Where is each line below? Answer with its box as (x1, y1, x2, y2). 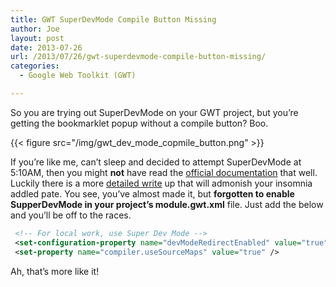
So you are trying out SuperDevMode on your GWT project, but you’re (10, 106, 299, 118)
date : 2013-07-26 (10, 42, 83, 53)
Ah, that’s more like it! (10, 265, 100, 277)
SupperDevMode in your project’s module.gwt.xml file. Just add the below (10, 198, 324, 210)
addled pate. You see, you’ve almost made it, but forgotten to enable (10, 187, 295, 200)
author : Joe (10, 24, 60, 34)
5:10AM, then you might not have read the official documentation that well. (10, 166, 318, 178)
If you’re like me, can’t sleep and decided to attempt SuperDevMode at (10, 156, 302, 168)
